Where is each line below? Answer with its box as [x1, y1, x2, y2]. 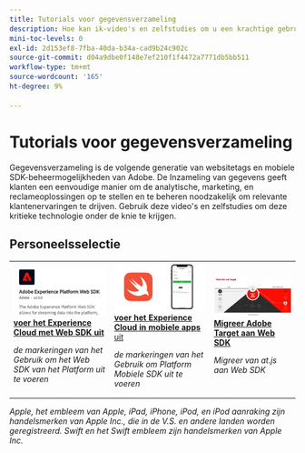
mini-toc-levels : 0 [9, 34, 84, 43]
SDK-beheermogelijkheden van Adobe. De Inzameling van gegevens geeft [9, 171, 288, 182]
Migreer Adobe [213, 318, 272, 329]
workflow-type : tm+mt [9, 63, 92, 72]
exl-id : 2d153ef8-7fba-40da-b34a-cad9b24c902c [9, 44, 189, 53]
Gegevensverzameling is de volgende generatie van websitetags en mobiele [9, 162, 295, 173]
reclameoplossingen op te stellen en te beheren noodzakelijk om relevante [9, 191, 288, 202]
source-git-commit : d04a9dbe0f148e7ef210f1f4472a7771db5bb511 [9, 53, 250, 63]
